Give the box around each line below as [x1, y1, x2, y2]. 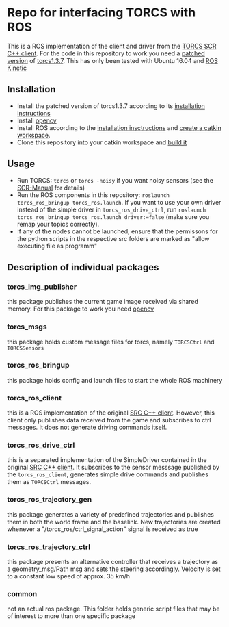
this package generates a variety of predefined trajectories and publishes [7, 510, 214, 518]
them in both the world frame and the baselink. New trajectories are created [7, 517, 221, 526]
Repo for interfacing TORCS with [7, 5, 196, 21]
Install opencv [16, 116, 57, 125]
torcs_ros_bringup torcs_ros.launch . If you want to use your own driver [16, 198, 221, 206]
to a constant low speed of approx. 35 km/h [7, 572, 131, 580]
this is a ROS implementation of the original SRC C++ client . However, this [7, 409, 215, 417]
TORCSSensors [7, 344, 44, 352]
